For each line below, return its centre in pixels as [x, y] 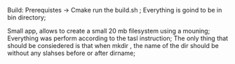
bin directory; [27, 17]
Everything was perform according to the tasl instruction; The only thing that [118, 38]
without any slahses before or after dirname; [71, 53]
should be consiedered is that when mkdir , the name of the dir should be [113, 46]
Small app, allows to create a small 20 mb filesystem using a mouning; [109, 31]
